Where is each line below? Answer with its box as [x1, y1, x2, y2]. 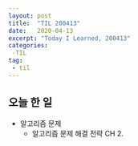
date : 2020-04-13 [8, 26, 74, 34]
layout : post [8, 11, 52, 20]
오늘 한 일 [8, 95, 53, 109]
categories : [8, 42, 48, 50]
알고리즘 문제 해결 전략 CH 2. [31, 128, 124, 138]
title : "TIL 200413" [8, 19, 81, 27]
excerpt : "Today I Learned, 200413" [8, 34, 131, 43]
